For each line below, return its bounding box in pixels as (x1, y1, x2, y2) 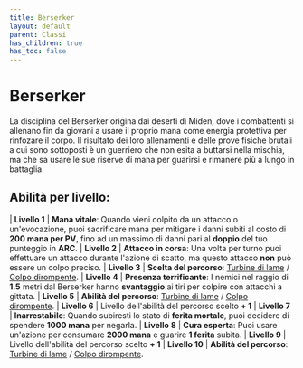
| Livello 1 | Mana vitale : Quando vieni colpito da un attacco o (9, 213, 238, 224)
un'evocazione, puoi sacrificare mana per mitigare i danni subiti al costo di (9, 223, 287, 234)
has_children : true (9, 38, 83, 48)
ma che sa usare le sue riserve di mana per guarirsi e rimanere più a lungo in (9, 155, 295, 165)
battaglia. (9, 164, 44, 175)
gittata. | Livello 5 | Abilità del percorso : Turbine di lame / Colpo (9, 290, 249, 301)
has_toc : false (9, 47, 67, 56)
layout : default (9, 22, 71, 31)
